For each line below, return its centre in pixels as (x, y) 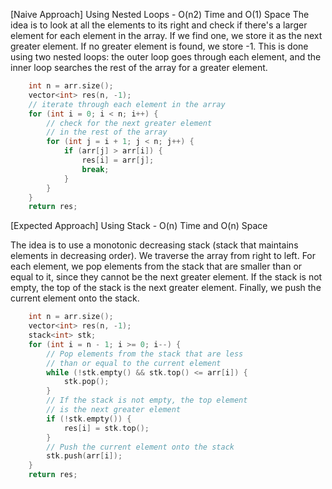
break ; (95, 169)
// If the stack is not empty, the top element (147, 400)
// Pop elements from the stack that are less (145, 354)
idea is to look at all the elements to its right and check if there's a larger (159, 25)
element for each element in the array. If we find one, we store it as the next (166, 35)
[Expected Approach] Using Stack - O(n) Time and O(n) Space (139, 226)
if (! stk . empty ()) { (89, 419)
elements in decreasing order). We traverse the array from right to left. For (163, 256)
